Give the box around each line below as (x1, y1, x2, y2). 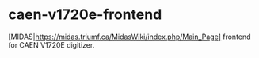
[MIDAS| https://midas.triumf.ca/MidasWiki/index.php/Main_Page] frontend (8, 32, 251, 41)
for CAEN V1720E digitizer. (8, 40, 95, 49)
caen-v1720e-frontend (8, 6, 162, 24)
